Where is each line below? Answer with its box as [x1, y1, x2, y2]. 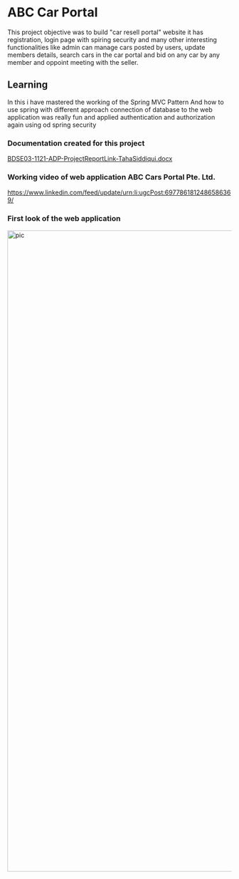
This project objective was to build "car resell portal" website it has [7, 28, 204, 36]
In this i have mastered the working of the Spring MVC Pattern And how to [7, 98, 224, 106]
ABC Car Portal [7, 4, 98, 21]
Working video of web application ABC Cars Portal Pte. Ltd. [7, 172, 216, 182]
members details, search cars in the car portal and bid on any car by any [7, 51, 221, 59]
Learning [7, 79, 48, 91]
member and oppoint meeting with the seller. [7, 58, 139, 66]
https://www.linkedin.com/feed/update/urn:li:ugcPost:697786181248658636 [7, 188, 231, 197]
